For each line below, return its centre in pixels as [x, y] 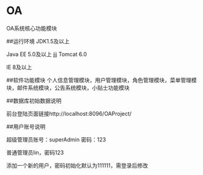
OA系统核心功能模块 [31, 28]
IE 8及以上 [19, 67]
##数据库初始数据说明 [34, 101]
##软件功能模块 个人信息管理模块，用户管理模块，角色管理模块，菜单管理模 [102, 80]
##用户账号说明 [26, 126]
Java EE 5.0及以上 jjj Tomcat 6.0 [47, 54]
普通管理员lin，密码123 [35, 152]
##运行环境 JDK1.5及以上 [38, 41]
